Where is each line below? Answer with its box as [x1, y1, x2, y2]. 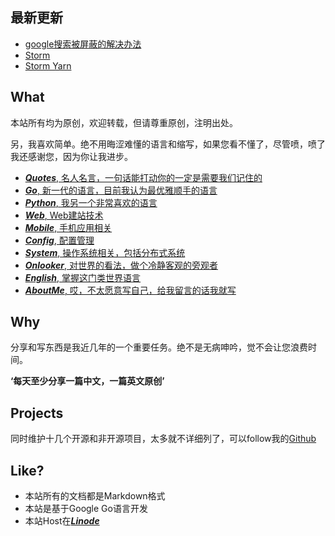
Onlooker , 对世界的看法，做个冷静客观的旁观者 [24, 259, 219, 271]
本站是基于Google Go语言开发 [24, 503, 148, 515]
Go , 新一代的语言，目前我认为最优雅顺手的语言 [24, 184, 218, 196]
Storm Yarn [24, 59, 72, 72]
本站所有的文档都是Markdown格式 [24, 490, 166, 502]
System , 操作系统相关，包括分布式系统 [24, 246, 186, 258]
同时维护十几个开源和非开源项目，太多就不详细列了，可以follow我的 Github [10, 433, 317, 445]
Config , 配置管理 [24, 234, 95, 246]
